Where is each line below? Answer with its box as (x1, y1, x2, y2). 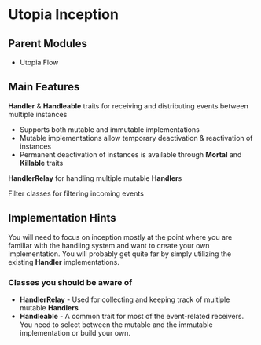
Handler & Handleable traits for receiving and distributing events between (8, 101, 249, 111)
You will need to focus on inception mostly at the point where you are (8, 232, 233, 241)
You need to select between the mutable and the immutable (19, 320, 214, 329)
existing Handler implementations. (8, 257, 119, 266)
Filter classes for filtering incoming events (8, 189, 144, 198)
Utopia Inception (8, 6, 119, 24)
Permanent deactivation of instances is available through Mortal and (19, 149, 242, 159)
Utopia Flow (19, 57, 59, 67)
